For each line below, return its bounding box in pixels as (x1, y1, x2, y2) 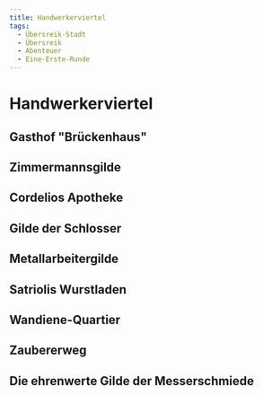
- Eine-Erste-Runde (17, 55, 91, 64)
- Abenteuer (17, 47, 63, 56)
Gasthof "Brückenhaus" (9, 129, 148, 145)
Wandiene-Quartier (9, 312, 121, 328)
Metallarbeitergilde (9, 251, 119, 267)
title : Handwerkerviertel (9, 13, 106, 22)
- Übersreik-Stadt (17, 30, 87, 39)
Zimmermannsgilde (9, 159, 121, 175)
